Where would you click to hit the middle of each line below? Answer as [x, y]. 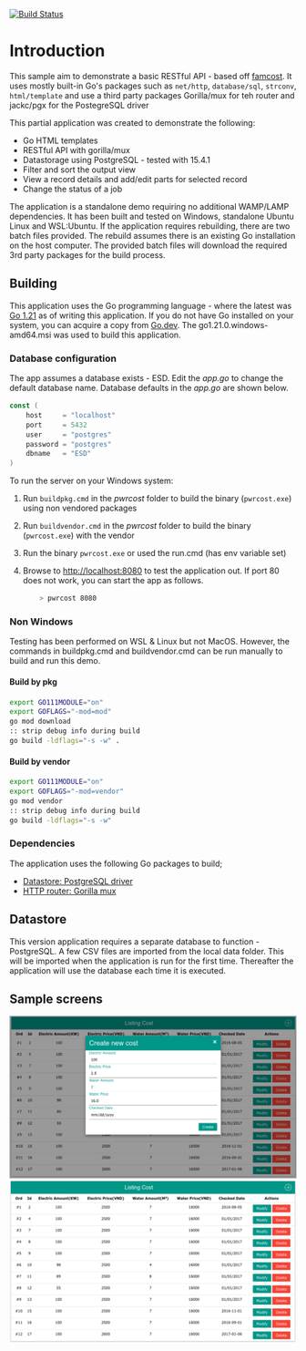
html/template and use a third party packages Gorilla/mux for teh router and [152, 95]
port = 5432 [57, 425]
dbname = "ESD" [59, 454]
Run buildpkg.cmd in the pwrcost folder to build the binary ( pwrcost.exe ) [157, 499]
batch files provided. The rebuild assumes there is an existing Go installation [153, 235]
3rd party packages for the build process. [87, 254]
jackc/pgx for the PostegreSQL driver [79, 105]
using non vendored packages [80, 508]
